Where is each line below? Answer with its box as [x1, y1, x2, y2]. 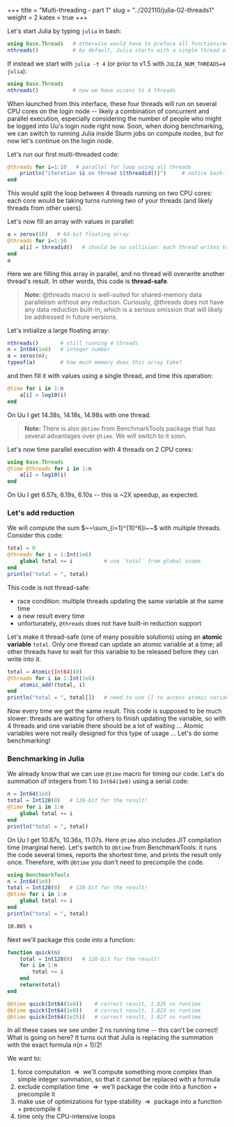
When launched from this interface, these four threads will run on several [7, 99, 217, 107]
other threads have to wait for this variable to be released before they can [7, 647, 219, 656]
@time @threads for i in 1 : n [7, 465, 92, 472]
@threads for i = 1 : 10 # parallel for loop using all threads [7, 163, 192, 170]
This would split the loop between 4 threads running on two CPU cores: [7, 189, 212, 197]
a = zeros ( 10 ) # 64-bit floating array [7, 231, 130, 238]
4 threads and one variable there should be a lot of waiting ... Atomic [7, 722, 204, 730]
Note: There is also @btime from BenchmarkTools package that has [24, 424, 216, 432]
